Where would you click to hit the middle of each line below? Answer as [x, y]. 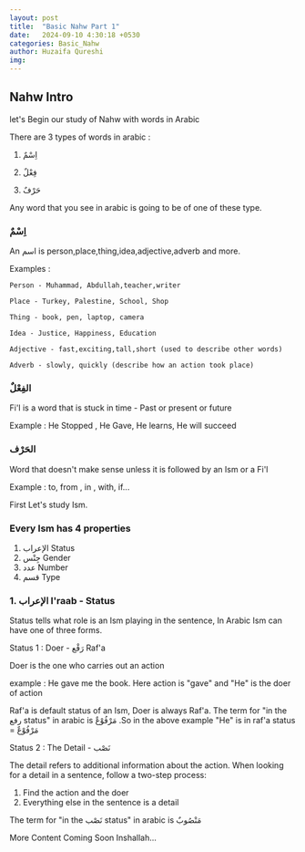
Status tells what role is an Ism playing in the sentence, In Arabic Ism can [146, 620]
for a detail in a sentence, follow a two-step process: [108, 775]
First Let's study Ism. [49, 504]
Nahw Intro [41, 97]
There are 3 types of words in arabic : [80, 137]
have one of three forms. [56, 630]
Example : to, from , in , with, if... [70, 487]
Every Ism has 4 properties [71, 528]
